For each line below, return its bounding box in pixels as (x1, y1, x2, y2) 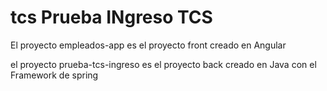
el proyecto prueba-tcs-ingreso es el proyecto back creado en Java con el (10, 58, 317, 70)
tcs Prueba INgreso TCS (10, 6, 213, 29)
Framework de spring (10, 69, 99, 81)
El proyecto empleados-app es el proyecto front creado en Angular (10, 39, 287, 51)
